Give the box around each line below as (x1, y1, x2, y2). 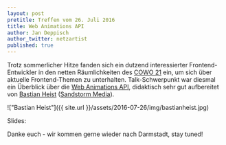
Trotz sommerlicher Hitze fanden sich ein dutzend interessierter (7, 61, 188, 69)
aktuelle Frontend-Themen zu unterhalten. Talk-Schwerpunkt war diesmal (7, 76, 216, 83)
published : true (7, 42, 54, 49)
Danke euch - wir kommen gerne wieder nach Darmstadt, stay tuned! (7, 130, 203, 138)
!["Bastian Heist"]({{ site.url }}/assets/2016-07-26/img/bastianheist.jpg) (7, 104, 210, 111)
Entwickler (7, 68, 37, 76)
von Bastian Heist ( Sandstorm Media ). (7, 90, 115, 98)
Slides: (7, 117, 26, 124)
